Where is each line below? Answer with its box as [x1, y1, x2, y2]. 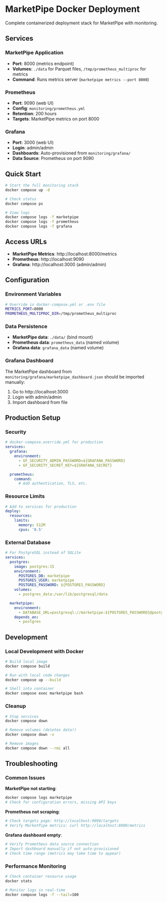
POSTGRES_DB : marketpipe [18, 573, 70, 578]
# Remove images [5, 741, 39, 746]
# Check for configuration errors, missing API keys [5, 800, 117, 805]
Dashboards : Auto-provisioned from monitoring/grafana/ [12, 150, 131, 156]
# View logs [5, 210, 30, 215]
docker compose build [5, 664, 50, 669]
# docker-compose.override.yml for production [5, 440, 103, 445]
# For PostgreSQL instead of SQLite [5, 550, 81, 555]
